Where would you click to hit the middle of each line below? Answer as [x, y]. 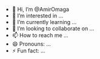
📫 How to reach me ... [40, 35]
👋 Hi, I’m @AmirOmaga [41, 9]
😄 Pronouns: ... [32, 44]
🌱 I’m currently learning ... [44, 22]
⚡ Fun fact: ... [28, 51]
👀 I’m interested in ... [38, 16]
